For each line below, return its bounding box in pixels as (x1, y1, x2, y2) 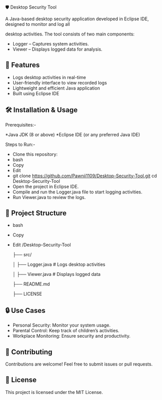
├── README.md (12, 281, 50, 287)
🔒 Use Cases (5, 306, 46, 315)
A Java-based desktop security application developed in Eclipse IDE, (5, 16, 149, 22)
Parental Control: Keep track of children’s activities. (12, 328, 120, 334)
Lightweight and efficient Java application (12, 85, 100, 91)
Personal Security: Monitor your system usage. (12, 322, 111, 328)
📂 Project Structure (5, 209, 67, 218)
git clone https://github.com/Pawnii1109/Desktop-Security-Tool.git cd (12, 173, 157, 179)
